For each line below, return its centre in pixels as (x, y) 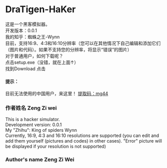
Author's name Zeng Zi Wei (40, 160)
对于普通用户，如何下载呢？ (34, 56)
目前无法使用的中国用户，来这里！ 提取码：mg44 (57, 94)
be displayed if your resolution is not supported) (56, 147)
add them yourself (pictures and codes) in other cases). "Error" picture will (83, 141)
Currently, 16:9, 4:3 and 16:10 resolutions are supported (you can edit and (82, 135)
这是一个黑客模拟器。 (27, 24)
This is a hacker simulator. (33, 119)
